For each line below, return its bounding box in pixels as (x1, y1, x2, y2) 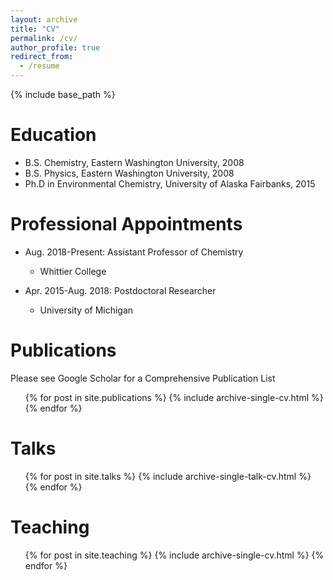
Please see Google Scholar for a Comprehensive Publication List (10, 372, 276, 384)
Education (10, 124, 97, 146)
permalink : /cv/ (10, 33, 78, 43)
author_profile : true (10, 42, 101, 53)
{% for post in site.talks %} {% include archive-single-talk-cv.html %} (24, 470, 312, 482)
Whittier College (39, 265, 107, 277)
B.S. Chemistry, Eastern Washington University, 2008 (24, 156, 245, 168)
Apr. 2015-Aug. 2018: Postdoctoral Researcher (24, 284, 217, 296)
